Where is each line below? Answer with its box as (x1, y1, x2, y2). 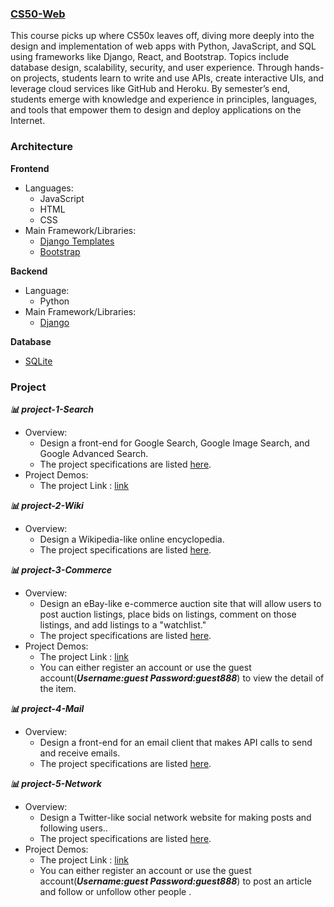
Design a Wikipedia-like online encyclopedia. (39, 533, 225, 545)
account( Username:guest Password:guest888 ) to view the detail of (39, 672, 325, 684)
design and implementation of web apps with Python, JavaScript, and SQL (10, 40, 317, 52)
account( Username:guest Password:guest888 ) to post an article (39, 875, 312, 887)
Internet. (10, 115, 46, 127)
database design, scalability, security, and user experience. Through (10, 62, 293, 74)
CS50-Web (10, 7, 66, 21)
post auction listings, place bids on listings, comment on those (39, 608, 297, 620)
